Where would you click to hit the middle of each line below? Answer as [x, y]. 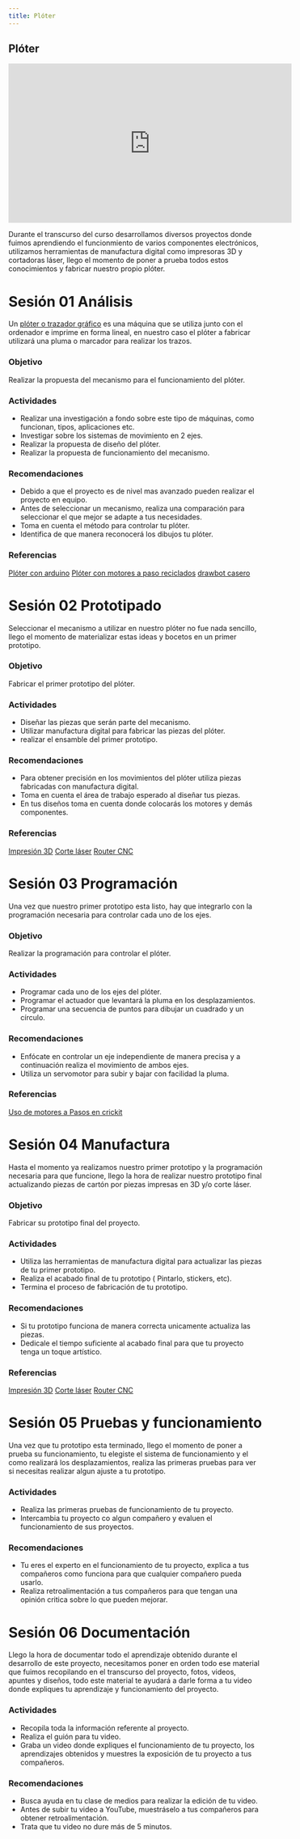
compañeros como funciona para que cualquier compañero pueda [131, 1574]
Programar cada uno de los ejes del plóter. [91, 992]
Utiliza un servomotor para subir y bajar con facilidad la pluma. [125, 1074]
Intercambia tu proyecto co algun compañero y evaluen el [116, 1519]
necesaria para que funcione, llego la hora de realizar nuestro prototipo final [135, 1176]
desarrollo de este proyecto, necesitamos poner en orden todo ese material [134, 1663]
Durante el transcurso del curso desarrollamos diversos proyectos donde [130, 235]
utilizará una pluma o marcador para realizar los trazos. [100, 341]
